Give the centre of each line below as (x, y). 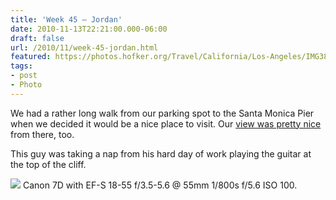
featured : (31, 57)
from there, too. (42, 134)
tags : (21, 66)
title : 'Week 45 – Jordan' (66, 19)
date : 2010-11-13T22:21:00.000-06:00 (89, 29)
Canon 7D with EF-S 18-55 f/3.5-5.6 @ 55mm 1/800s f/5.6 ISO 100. (160, 185)
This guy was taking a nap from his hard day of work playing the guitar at (161, 153)
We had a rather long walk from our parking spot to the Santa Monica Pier (162, 113)
